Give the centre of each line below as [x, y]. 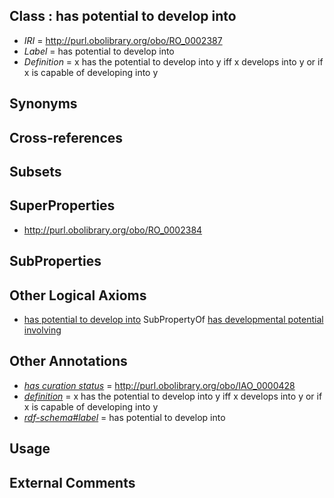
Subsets [35, 171]
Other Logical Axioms [78, 295]
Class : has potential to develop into [123, 16]
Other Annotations [68, 361]
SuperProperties [62, 205]
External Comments [72, 482]
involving [42, 330]
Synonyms [43, 104]
